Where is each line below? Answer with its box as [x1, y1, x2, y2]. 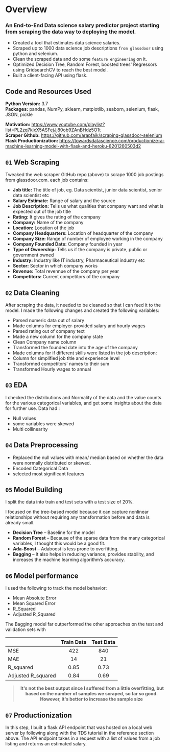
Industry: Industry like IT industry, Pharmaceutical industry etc [12, 257, 145, 263]
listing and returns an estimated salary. [5, 740, 87, 746]
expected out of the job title [12, 208, 71, 215]
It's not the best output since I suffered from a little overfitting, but [20, 685, 164, 691]
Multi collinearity [12, 426, 48, 432]
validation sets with [5, 626, 46, 633]
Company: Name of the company [12, 220, 84, 226]
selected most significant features [12, 471, 85, 477]
